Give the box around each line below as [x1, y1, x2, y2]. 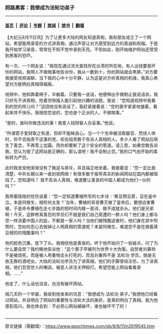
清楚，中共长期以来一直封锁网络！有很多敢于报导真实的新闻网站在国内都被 [5, 171, 154, 177]
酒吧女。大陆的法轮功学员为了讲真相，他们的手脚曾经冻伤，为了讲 [21, 258, 154, 264]
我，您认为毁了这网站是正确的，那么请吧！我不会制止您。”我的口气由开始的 [5, 148, 154, 154]
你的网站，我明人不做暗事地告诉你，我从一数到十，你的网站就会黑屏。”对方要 [5, 69, 158, 75]
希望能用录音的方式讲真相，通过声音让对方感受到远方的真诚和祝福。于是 [13, 40, 158, 46]
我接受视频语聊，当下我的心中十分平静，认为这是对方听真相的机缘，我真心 [5, 75, 154, 81]
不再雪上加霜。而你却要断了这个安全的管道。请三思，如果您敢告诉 [26, 142, 158, 148]
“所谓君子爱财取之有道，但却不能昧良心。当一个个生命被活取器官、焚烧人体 [5, 130, 156, 136]
